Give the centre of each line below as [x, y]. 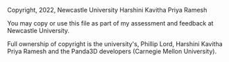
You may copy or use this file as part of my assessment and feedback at [110, 23]
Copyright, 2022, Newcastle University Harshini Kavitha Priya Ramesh [107, 10]
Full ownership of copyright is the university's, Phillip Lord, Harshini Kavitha [115, 44]
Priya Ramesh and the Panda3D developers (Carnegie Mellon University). [112, 51]
